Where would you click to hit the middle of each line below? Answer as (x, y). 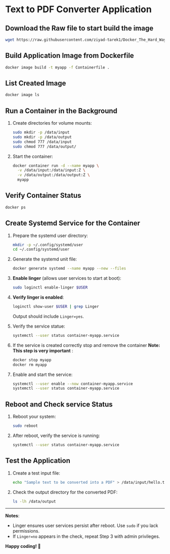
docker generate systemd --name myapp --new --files (69, 269)
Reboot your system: (34, 417)
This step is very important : (43, 351)
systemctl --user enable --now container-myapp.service (73, 384)
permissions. (26, 531)
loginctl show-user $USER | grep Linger (56, 307)
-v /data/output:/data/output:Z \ (54, 175)
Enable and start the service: (42, 374)
